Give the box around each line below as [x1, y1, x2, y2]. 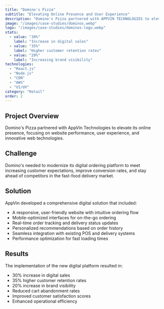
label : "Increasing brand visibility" [14, 57, 93, 62]
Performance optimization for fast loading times [12, 236, 108, 241]
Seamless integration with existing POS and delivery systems [12, 230, 135, 236]
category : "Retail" [5, 89, 45, 94]
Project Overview [5, 112, 59, 120]
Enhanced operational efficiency [12, 298, 78, 304]
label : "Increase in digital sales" [14, 39, 89, 44]
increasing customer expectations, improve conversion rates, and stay [5, 167, 146, 173]
